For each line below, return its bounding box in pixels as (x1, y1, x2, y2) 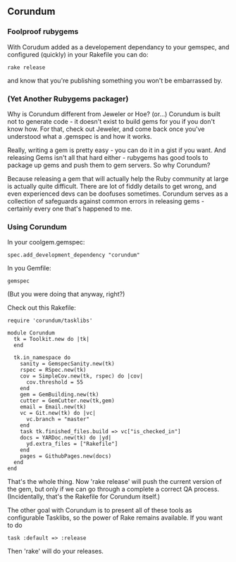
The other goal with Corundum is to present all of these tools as (7, 506, 192, 515)
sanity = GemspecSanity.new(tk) (20, 361, 115, 368)
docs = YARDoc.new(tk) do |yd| (20, 435, 112, 442)
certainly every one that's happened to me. (7, 204, 132, 213)
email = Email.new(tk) (20, 404, 87, 411)
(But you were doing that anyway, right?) (7, 290, 125, 299)
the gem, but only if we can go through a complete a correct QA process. (7, 485, 220, 494)
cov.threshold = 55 (25, 379, 83, 386)
